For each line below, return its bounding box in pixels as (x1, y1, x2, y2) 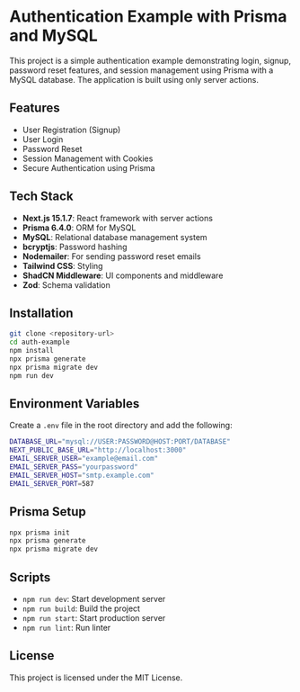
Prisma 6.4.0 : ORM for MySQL (22, 222, 137, 233)
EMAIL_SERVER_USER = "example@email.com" (9, 454, 159, 463)
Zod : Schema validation (22, 279, 110, 290)
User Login (22, 133, 64, 145)
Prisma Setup (9, 504, 87, 519)
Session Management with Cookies (22, 153, 154, 164)
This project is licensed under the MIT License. (9, 672, 183, 683)
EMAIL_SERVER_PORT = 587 (9, 479, 94, 488)
